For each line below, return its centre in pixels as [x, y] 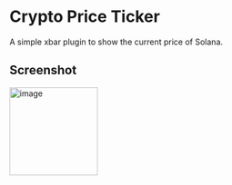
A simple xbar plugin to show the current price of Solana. [116, 42]
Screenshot [43, 70]
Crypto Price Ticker [85, 17]
